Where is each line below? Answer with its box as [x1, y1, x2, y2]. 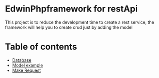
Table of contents [5, 41, 78, 52]
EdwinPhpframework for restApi [5, 3, 138, 14]
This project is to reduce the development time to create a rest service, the [5, 19, 154, 25]
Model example [12, 62, 43, 68]
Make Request [12, 67, 41, 73]
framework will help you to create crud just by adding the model [5, 24, 133, 30]
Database [12, 57, 32, 63]
